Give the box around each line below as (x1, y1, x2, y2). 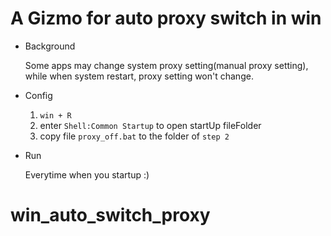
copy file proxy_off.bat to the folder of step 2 (39, 130, 230, 142)
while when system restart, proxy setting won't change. (24, 70, 254, 82)
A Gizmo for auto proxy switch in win (10, 7, 322, 30)
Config (24, 89, 53, 101)
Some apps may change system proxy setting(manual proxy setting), (24, 59, 309, 71)
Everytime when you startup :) (24, 168, 150, 181)
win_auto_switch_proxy (10, 204, 211, 227)
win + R (39, 110, 72, 121)
